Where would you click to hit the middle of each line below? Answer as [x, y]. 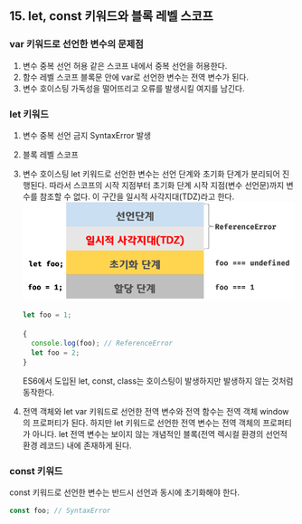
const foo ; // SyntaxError [60, 511]
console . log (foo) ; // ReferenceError [102, 343]
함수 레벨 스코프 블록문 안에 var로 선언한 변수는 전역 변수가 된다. [136, 77]
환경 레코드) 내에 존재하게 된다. [77, 445]
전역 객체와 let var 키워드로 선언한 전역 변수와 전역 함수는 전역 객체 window [156, 412]
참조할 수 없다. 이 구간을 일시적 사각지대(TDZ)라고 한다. [137, 196]
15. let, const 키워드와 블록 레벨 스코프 [112, 16]
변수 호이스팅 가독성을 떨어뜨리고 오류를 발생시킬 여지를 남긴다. [134, 88]
